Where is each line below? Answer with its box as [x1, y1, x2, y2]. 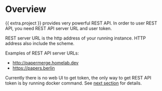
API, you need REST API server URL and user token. [5, 25, 112, 31]
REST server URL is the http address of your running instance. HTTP [5, 35, 146, 41]
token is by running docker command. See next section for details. [5, 80, 142, 86]
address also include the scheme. [5, 40, 75, 46]
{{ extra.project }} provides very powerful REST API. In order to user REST [5, 20, 157, 26]
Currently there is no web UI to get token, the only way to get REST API [5, 74, 151, 80]
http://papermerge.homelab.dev [12, 59, 79, 65]
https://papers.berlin [12, 65, 55, 71]
